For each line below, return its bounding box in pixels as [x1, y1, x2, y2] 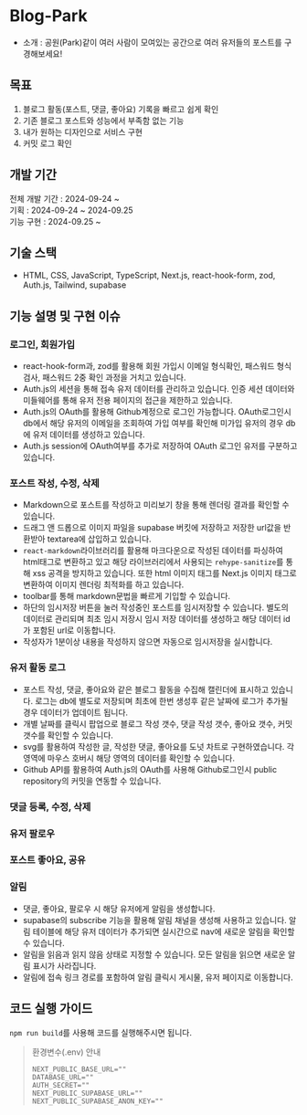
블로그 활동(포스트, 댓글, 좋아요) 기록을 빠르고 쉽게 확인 [22, 103, 219, 114]
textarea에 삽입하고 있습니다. [47, 533, 153, 544]
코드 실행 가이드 [9, 1001, 93, 1016]
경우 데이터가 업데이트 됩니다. [22, 707, 129, 718]
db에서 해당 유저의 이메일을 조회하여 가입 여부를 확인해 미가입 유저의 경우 [22, 417, 284, 429]
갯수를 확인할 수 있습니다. [22, 730, 114, 741]
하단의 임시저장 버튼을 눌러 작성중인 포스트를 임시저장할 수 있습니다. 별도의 [22, 602, 290, 613]
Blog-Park [9, 5, 89, 26]
